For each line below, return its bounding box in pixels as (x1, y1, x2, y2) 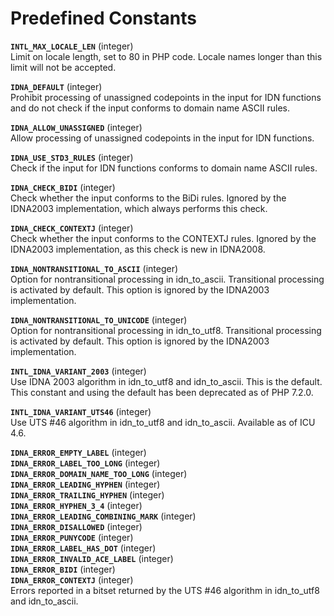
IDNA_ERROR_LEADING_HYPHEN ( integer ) (10, 478, 161, 490)
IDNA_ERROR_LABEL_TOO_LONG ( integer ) (10, 457, 161, 469)
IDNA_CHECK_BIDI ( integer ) (10, 181, 116, 193)
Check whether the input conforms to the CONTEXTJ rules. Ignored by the (10, 232, 317, 244)
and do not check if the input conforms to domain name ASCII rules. (10, 102, 291, 114)
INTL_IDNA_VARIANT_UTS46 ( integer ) (10, 405, 152, 417)
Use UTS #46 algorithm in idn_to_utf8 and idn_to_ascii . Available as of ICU (10, 416, 316, 428)
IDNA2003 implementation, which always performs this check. (10, 202, 268, 214)
